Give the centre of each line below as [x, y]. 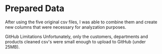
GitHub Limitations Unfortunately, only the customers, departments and [77, 36]
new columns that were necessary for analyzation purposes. [66, 27]
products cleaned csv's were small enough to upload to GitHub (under [75, 41]
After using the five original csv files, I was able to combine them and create [81, 22]
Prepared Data [35, 9]
